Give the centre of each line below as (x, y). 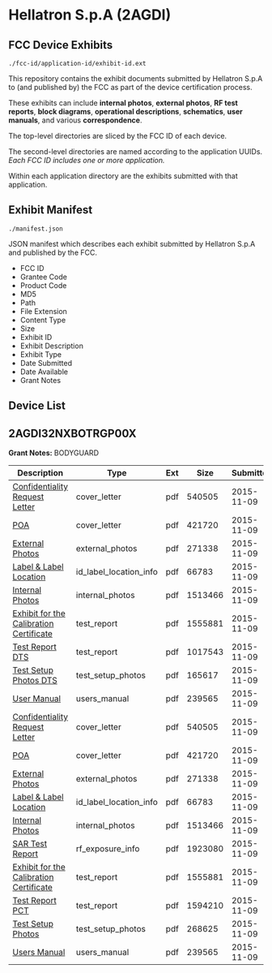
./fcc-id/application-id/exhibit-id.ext (78, 63)
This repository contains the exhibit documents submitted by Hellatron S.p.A (136, 78)
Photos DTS (35, 681)
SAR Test (30, 844)
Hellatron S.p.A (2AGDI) (90, 15)
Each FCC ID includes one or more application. (87, 160)
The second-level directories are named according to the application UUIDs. (136, 151)
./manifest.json (36, 229)
